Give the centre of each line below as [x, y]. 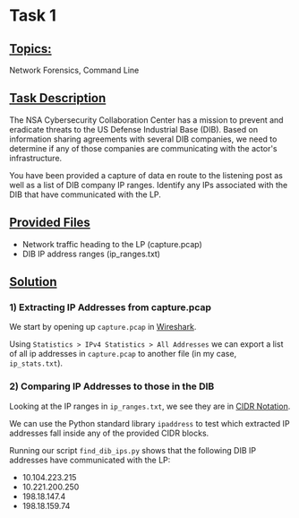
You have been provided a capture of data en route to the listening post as [146, 175]
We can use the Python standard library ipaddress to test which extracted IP [149, 423]
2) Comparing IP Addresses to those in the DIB [112, 386]
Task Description [58, 98]
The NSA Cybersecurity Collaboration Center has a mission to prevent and [146, 120]
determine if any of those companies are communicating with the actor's [143, 148]
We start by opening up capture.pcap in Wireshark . [103, 327]
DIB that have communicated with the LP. [85, 194]
